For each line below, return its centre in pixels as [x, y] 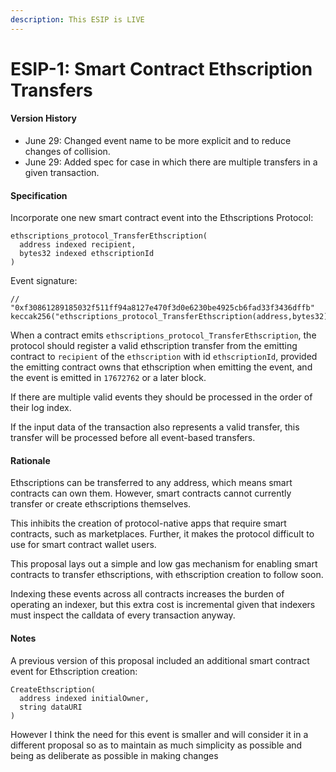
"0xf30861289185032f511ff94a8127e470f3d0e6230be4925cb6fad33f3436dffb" [162, 308]
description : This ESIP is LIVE [77, 19]
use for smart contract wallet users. [83, 545]
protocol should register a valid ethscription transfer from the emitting [154, 346]
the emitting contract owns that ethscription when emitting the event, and [161, 367]
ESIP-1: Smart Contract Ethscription [161, 68]
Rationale [30, 460]
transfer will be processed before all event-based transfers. [133, 438]
